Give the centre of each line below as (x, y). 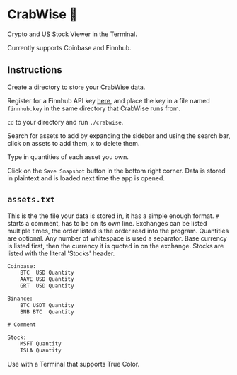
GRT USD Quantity (47, 286)
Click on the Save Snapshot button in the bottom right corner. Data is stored (116, 171)
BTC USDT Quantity (47, 305)
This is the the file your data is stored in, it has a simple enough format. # (113, 216)
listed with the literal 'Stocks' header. (61, 253)
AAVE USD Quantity (47, 279)
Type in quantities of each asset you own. (68, 157)
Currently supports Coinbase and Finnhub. (70, 47)
